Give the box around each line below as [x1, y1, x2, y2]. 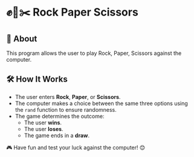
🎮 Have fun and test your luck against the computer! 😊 [6, 144, 146, 151]
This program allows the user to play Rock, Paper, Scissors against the [6, 50, 182, 57]
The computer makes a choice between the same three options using [15, 100, 189, 107]
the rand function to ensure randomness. [15, 106, 117, 113]
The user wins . [24, 119, 62, 126]
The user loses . [24, 125, 63, 132]
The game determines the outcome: [15, 112, 105, 120]
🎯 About [6, 33, 37, 43]
